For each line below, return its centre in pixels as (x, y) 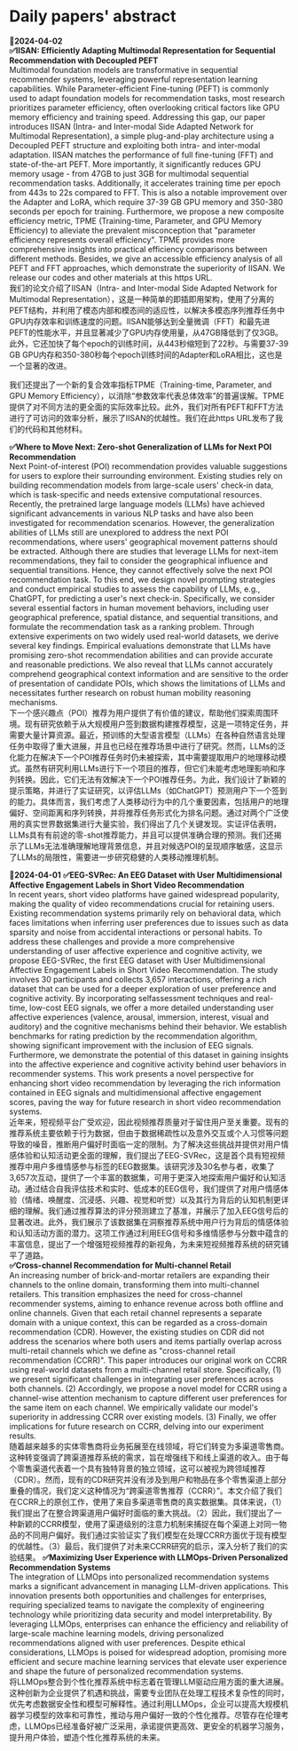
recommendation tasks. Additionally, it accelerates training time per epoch (145, 183)
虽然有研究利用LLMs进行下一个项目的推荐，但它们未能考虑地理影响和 (151, 768)
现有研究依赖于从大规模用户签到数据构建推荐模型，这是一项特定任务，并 (157, 724)
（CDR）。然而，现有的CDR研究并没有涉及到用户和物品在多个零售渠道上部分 (148, 1479)
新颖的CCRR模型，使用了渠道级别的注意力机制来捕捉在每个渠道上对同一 (148, 1524)
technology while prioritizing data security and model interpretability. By (141, 1614)
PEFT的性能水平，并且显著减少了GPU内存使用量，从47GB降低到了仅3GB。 (146, 332)
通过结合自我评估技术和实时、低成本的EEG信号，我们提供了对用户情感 (153, 1189)
